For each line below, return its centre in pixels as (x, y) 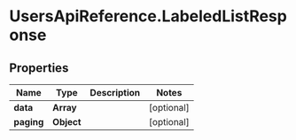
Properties (39, 68)
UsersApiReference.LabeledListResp (148, 16)
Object (67, 122)
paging (29, 122)
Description (115, 93)
